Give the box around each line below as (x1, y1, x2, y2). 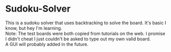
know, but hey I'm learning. (5, 25, 62, 31)
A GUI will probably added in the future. (5, 41, 88, 47)
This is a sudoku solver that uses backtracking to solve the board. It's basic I (5, 20, 166, 26)
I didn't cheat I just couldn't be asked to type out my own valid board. (5, 36, 151, 42)
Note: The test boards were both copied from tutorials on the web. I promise (5, 30, 165, 36)
